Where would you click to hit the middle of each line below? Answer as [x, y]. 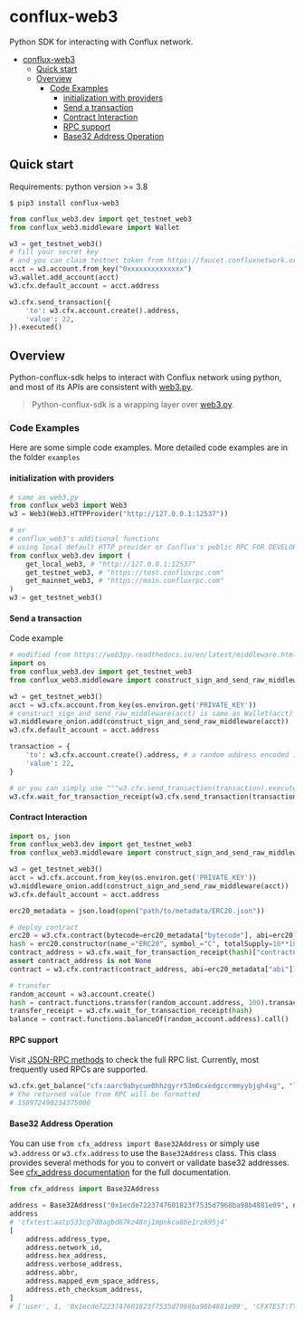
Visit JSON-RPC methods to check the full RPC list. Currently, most [134, 1060]
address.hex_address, [66, 1256]
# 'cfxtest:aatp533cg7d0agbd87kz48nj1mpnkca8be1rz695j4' [119, 1222]
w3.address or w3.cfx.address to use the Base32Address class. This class [143, 1153]
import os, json [40, 836]
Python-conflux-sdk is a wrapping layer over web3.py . [133, 405]
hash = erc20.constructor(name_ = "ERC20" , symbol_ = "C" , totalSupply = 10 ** [149, 944]
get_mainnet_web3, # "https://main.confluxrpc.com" [125, 581]
